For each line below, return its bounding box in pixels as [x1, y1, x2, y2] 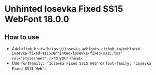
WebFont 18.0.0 [4, 14, 69, 25]
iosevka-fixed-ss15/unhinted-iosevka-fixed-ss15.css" [11, 51, 123, 56]
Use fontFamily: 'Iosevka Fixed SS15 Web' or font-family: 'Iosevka [11, 60, 151, 66]
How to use [4, 33, 39, 41]
